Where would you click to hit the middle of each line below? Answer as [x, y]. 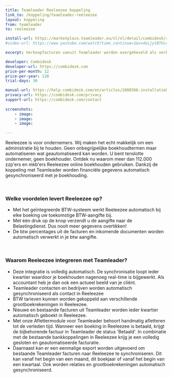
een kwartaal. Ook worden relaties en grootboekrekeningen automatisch [89, 364]
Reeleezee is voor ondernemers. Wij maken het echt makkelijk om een [79, 143]
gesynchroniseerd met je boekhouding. [47, 176]
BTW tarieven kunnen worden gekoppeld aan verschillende [75, 299]
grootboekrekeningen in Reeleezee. [50, 304]
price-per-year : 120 [27, 76]
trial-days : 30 [21, 81]
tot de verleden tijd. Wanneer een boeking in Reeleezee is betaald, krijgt [89, 326]
